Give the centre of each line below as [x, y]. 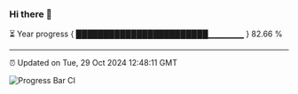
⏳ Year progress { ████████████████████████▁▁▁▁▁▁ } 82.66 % [146, 34]
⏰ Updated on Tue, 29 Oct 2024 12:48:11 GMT [93, 63]
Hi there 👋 [31, 14]
